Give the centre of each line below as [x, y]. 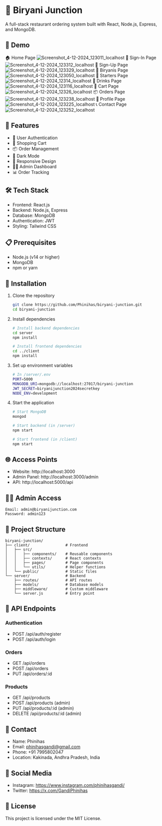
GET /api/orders [29, 663]
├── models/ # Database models [59, 585]
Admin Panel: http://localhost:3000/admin [55, 477]
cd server [23, 333]
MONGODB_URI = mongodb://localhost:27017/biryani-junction [73, 384]
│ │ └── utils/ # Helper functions [56, 567]
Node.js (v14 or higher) [36, 257]
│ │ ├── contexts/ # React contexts [53, 559]
